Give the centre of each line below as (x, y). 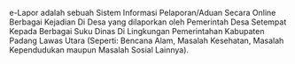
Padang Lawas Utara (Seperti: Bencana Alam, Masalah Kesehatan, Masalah (147, 40)
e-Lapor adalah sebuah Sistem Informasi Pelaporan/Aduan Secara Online (143, 13)
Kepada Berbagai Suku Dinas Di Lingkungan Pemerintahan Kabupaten (137, 31)
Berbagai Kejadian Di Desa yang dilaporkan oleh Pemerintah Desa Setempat (148, 22)
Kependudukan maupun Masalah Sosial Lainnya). (99, 50)
